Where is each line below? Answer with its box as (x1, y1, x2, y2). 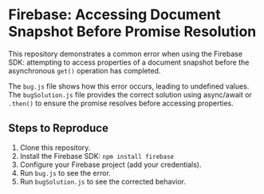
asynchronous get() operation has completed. (8, 65, 161, 75)
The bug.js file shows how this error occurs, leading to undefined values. (8, 81, 250, 91)
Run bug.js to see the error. (19, 168, 112, 177)
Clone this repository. (19, 142, 91, 152)
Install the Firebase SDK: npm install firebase (19, 151, 174, 160)
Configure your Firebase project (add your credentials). (19, 160, 202, 169)
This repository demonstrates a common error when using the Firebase (8, 49, 243, 58)
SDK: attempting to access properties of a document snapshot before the (8, 57, 250, 67)
